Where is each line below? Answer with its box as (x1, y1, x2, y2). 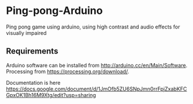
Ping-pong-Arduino (6, 4, 103, 17)
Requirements (6, 46, 58, 56)
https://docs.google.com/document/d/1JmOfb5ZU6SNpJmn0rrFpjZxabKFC (6, 85, 187, 92)
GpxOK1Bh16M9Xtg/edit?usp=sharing (6, 91, 96, 98)
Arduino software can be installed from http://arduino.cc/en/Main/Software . (6, 62, 188, 69)
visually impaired (6, 29, 47, 36)
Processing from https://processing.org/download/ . (6, 68, 129, 75)
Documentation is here (6, 79, 61, 86)
